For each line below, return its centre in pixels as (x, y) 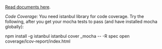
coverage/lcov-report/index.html (38, 41)
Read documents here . (28, 7)
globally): (14, 27)
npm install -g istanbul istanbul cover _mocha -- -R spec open (68, 36)
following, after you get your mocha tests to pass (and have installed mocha (81, 22)
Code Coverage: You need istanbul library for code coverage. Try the (74, 16)
